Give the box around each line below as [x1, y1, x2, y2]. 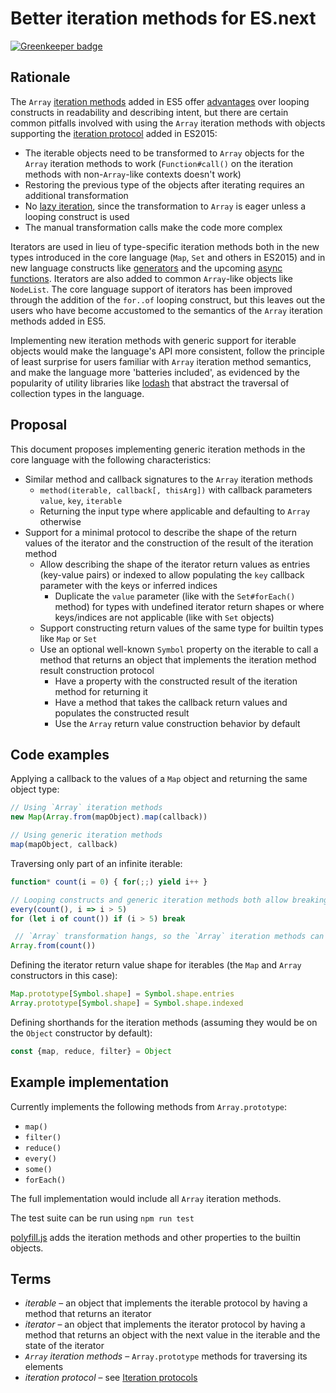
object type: [10, 783, 60, 796]
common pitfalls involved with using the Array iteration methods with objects [10, 117, 326, 129]
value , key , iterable [39, 494, 123, 506]
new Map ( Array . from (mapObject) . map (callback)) [10, 812, 208, 822]
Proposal [10, 417, 68, 434]
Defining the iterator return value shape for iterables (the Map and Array [10, 959, 302, 971]
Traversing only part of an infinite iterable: [10, 857, 183, 869]
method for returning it [54, 685, 148, 697]
